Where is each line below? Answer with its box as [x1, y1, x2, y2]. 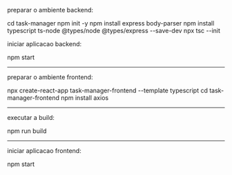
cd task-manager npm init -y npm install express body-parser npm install [7, 19, 215, 27]
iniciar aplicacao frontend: [7, 147, 81, 154]
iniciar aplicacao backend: [7, 40, 82, 48]
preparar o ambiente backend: [7, 6, 94, 14]
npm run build [7, 127, 47, 135]
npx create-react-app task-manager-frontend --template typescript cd [7, 86, 209, 94]
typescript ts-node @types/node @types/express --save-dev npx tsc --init [7, 27, 221, 34]
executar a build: [7, 114, 55, 121]
